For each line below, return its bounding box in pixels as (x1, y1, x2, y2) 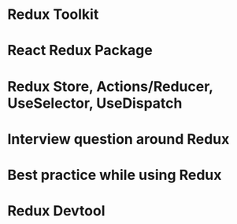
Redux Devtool (7, 202, 106, 220)
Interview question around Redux (7, 130, 230, 148)
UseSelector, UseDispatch (7, 94, 183, 112)
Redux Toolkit (7, 6, 99, 24)
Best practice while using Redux (7, 166, 222, 184)
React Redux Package (7, 42, 153, 60)
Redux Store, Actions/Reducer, (7, 77, 213, 95)
